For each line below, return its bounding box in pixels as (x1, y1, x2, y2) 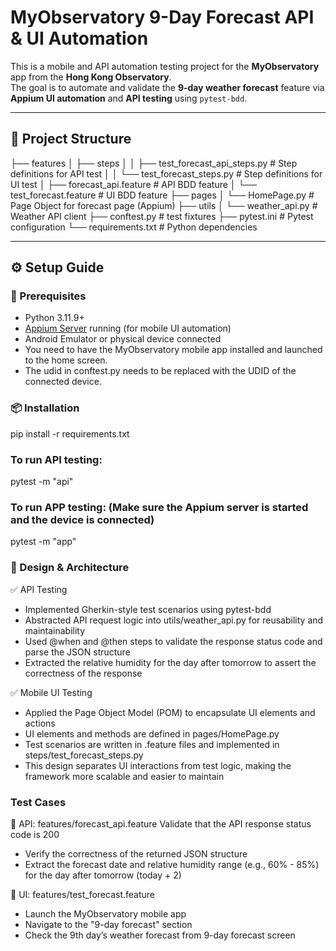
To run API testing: (10, 452, 103, 466)
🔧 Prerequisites (10, 289, 87, 303)
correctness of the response (24, 667, 143, 679)
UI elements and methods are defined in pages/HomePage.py (24, 727, 280, 740)
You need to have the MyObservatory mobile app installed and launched (24, 344, 323, 356)
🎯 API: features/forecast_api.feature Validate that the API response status (10, 817, 312, 830)
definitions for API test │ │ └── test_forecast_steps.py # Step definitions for (10, 167, 323, 180)
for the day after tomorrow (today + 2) (24, 869, 182, 881)
